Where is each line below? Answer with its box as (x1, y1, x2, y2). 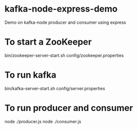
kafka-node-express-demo (4, 3, 118, 15)
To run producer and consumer (4, 103, 133, 113)
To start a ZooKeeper (4, 36, 92, 48)
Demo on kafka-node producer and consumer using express (4, 19, 126, 25)
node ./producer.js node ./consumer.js (4, 118, 81, 124)
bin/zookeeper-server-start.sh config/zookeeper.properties (4, 52, 124, 58)
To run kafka (4, 69, 57, 81)
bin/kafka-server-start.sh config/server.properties (4, 85, 105, 91)
